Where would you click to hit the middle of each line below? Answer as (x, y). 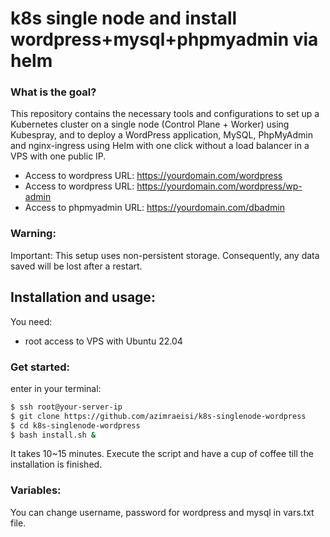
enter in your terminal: (56, 388)
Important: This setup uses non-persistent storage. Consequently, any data (165, 255)
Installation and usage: (83, 297)
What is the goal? (53, 92)
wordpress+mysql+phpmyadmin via (164, 39)
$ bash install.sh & (53, 435)
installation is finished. (56, 464)
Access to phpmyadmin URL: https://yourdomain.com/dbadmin (154, 208)
